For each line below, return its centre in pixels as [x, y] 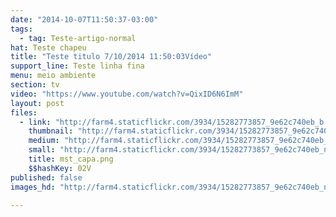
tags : [21, 29]
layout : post [37, 103]
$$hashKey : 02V [60, 168]
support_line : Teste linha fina [77, 66]
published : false [46, 177]
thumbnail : [51, 131]
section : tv [35, 85]
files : [24, 112]
